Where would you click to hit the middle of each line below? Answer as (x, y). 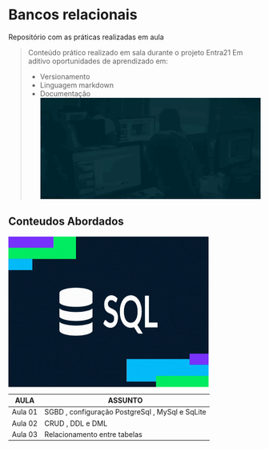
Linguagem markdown (77, 85)
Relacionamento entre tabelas (93, 434)
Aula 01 (25, 412)
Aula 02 (25, 423)
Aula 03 (25, 434)
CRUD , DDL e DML (76, 423)
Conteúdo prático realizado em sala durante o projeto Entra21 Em (135, 52)
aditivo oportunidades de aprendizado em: (98, 61)
